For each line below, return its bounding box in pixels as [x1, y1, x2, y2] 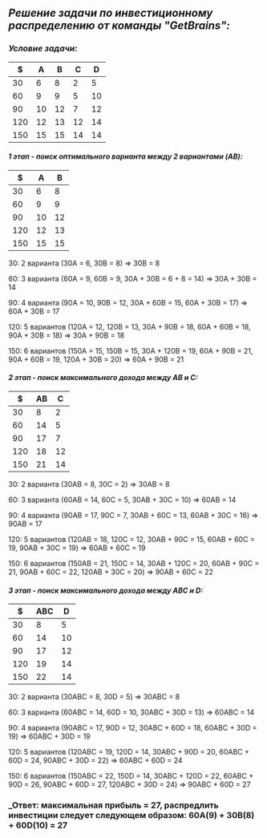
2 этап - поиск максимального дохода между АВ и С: [8, 373, 198, 383]
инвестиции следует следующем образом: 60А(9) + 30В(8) [8, 810, 255, 821]
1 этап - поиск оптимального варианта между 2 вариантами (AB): [8, 152, 243, 161]
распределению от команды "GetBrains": [8, 19, 230, 33]
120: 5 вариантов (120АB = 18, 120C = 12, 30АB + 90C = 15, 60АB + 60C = [8, 535, 255, 544]
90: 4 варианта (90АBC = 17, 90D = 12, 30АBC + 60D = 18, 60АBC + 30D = [8, 723, 258, 733]
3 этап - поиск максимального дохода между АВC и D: [8, 585, 204, 595]
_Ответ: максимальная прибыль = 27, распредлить [8, 800, 219, 811]
